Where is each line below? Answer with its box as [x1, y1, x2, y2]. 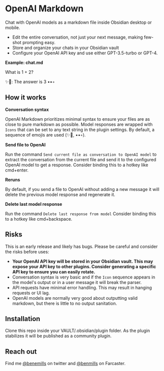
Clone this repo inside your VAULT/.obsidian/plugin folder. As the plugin [5, 327, 150, 334]
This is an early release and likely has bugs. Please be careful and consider [5, 243, 158, 249]
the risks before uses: [5, 248, 49, 255]
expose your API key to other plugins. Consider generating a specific [12, 263, 156, 270]
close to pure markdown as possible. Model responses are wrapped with [5, 121, 153, 127]
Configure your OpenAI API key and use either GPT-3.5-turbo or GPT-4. [12, 50, 158, 56]
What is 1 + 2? [5, 69, 33, 75]
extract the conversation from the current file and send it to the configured [5, 156, 157, 162]
